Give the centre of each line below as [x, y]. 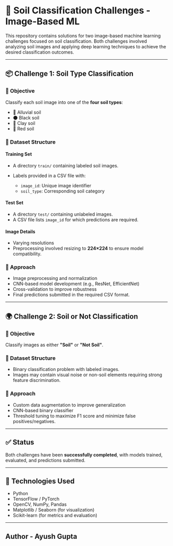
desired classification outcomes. [40, 52]
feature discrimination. [37, 380]
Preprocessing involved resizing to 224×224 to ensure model [78, 249]
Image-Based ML [42, 21]
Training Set [19, 154]
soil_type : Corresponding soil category [63, 191]
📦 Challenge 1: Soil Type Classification [70, 74]
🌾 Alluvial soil [27, 112]
